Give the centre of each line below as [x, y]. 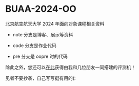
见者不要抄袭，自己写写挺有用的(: [41, 78]
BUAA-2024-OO [41, 9]
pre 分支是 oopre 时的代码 [40, 56]
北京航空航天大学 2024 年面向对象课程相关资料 [55, 24]
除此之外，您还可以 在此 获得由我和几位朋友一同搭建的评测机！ [71, 67]
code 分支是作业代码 [34, 45]
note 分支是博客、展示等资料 [43, 34]
